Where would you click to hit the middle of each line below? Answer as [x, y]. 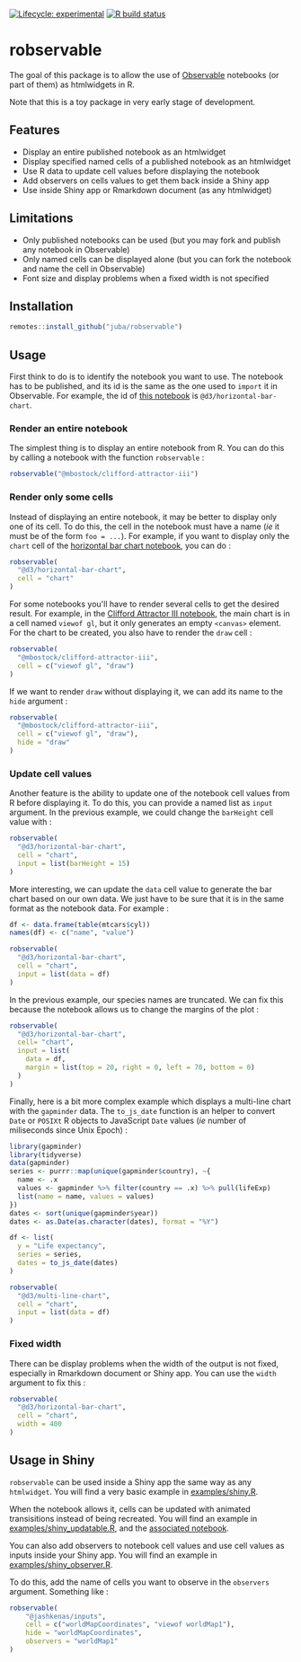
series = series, [50, 1255]
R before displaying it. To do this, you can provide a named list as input [141, 803]
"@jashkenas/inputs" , [66, 1616]
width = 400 [40, 1424]
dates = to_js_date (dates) [68, 1263]
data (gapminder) [40, 1163]
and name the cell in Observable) [84, 269]
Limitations [41, 219]
